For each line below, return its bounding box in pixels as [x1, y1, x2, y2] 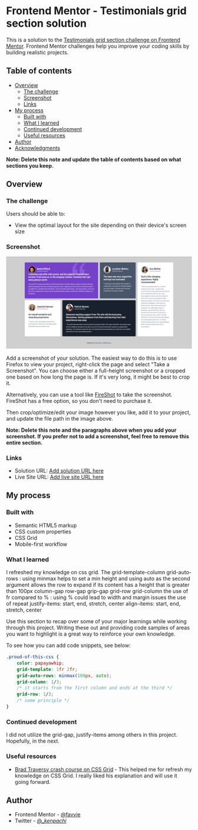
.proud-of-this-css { [6, 654, 60, 660]
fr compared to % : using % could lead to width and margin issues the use [6, 594, 186, 601]
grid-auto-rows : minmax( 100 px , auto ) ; [16, 672, 112, 679]
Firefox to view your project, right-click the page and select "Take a [6, 360, 170, 367]
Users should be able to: [6, 210, 66, 217]
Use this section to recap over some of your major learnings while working [6, 618, 187, 625]
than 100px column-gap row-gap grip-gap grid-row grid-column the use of [6, 588, 189, 595]
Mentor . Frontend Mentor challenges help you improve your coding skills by [6, 43, 190, 50]
